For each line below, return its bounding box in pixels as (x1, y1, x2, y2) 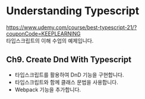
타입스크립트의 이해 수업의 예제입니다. (6, 37, 94, 44)
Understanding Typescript (6, 4, 140, 18)
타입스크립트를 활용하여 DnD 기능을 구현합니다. (14, 71, 124, 78)
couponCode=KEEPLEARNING (6, 30, 81, 37)
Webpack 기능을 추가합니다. (14, 86, 81, 93)
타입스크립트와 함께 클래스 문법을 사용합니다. (14, 78, 119, 85)
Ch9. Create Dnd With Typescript (6, 55, 132, 65)
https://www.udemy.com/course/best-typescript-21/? (6, 24, 137, 31)
